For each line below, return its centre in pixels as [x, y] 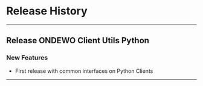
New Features [27, 58]
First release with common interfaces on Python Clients [84, 71]
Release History [47, 11]
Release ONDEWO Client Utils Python [78, 41]
